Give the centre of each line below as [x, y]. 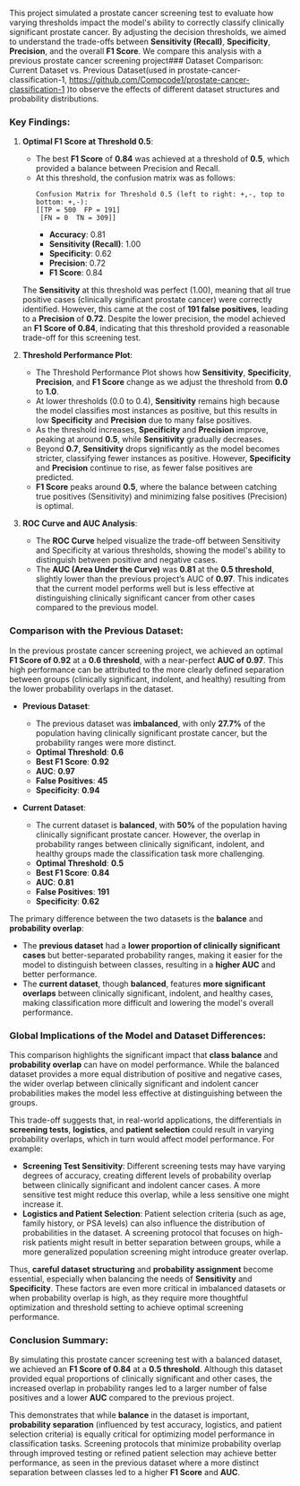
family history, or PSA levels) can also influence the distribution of [144, 1223]
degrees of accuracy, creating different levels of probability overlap [146, 1176]
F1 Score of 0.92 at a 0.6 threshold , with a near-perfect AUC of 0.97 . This [146, 660]
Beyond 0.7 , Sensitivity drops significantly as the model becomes [158, 449]
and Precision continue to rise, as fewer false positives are [144, 468]
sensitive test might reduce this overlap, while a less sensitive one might [155, 1194]
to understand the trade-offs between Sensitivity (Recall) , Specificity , [140, 41]
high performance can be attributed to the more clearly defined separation [147, 669]
